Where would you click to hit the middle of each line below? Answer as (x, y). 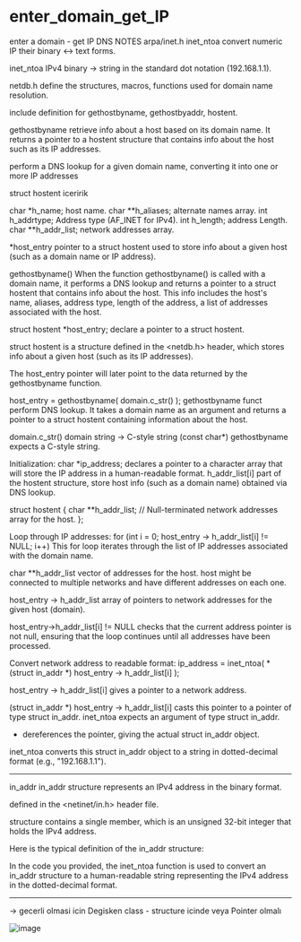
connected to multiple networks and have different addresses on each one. (148, 582)
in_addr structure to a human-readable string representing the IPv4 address (149, 875)
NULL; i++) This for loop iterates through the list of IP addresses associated (149, 546)
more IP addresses (44, 176)
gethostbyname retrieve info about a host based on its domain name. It (140, 130)
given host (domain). (47, 609)
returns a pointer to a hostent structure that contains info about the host (142, 139)
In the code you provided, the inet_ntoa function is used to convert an (138, 866)
